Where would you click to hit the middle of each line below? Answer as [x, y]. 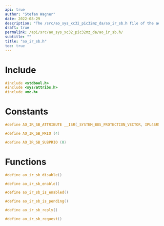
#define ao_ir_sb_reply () [31, 210]
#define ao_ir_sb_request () [34, 219]
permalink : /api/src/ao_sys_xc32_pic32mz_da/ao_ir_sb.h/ [64, 32]
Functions [26, 162]
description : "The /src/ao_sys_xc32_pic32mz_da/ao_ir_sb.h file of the [79, 23]
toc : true [15, 46]
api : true [15, 10]
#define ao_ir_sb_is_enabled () [37, 193]
